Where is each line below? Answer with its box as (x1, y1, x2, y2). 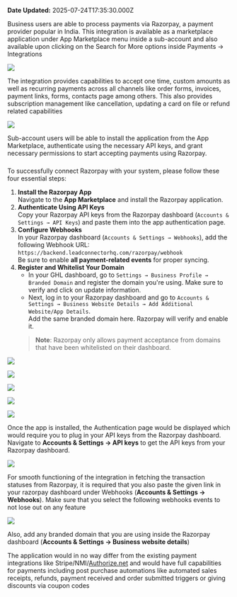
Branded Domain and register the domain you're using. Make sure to (28, 278, 224, 286)
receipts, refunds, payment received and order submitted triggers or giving (7, 574, 226, 582)
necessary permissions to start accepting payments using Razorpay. (7, 149, 207, 157)
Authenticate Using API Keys (17, 203, 105, 211)
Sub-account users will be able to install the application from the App (7, 134, 209, 142)
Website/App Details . (28, 307, 91, 315)
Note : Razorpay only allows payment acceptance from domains (35, 336, 221, 344)
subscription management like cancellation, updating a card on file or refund (7, 99, 230, 108)
